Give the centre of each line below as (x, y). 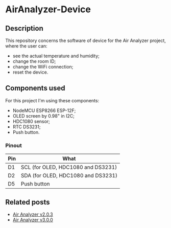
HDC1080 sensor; (31, 121)
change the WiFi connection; (43, 67)
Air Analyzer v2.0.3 (33, 214)
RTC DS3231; (27, 127)
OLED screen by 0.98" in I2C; (44, 116)
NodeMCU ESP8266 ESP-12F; (44, 110)
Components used (35, 88)
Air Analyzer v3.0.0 (33, 220)
